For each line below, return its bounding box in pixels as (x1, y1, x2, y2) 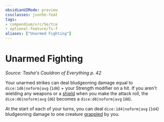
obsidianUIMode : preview (5, 7, 58, 13)
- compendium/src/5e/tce (5, 21, 58, 27)
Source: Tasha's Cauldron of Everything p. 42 (5, 70, 102, 76)
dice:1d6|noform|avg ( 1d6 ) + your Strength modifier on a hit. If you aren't (5, 85, 157, 91)
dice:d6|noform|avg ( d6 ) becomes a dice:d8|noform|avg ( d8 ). (5, 96, 133, 102)
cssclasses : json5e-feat (5, 12, 58, 17)
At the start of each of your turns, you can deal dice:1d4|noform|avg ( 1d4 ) (5, 105, 159, 112)
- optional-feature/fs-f (5, 26, 58, 32)
